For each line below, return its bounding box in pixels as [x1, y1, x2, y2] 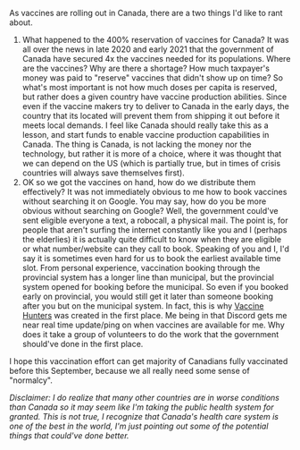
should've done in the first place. [21, 339, 144, 349]
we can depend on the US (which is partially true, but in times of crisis [21, 158, 281, 168]
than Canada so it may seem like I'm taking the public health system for [9, 402, 274, 412]
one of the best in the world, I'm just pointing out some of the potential [9, 420, 269, 431]
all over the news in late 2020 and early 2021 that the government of [21, 44, 274, 55]
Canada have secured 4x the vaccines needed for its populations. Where [21, 54, 291, 64]
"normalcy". [9, 375, 54, 386]
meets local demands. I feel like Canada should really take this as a [21, 120, 269, 131]
